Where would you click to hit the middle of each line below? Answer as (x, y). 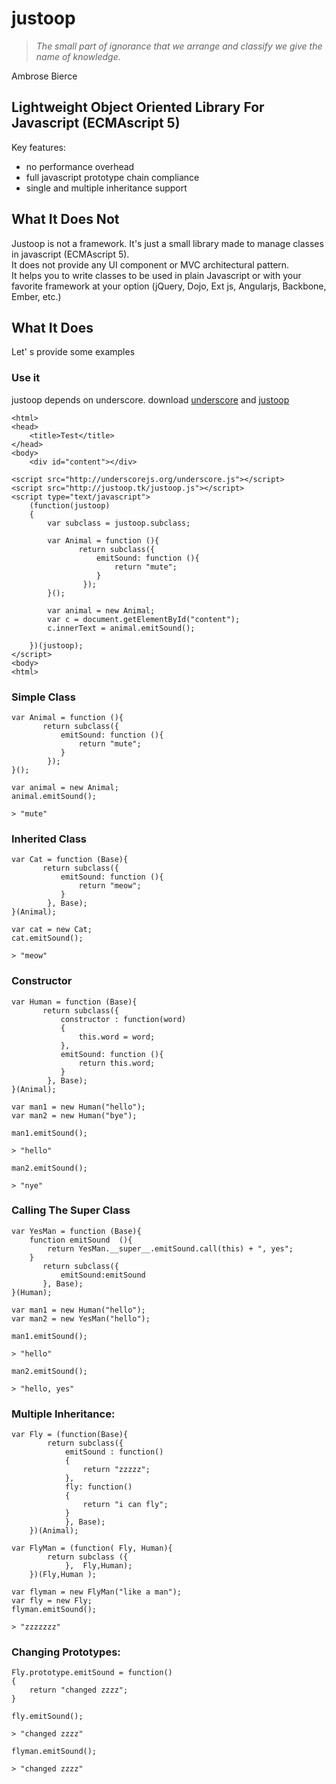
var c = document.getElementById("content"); (144, 619)
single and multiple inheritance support (106, 188)
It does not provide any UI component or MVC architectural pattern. (150, 264)
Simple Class (43, 697)
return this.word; (117, 1063)
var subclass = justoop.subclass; (119, 523)
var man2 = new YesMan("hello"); (81, 1318)
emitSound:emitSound (103, 1275)
